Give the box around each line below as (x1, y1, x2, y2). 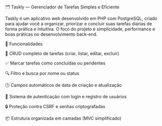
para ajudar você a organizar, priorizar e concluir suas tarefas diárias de (5, 21, 152, 26)
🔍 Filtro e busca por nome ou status (5, 70, 79, 76)
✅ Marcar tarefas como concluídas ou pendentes (5, 60, 106, 66)
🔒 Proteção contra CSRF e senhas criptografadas (5, 104, 106, 109)
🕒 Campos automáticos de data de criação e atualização (5, 82, 122, 88)
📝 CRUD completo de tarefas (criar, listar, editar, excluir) (5, 51, 119, 56)
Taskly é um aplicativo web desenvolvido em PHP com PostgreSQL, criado (5, 15, 158, 21)
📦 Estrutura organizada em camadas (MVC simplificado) (5, 116, 121, 121)
